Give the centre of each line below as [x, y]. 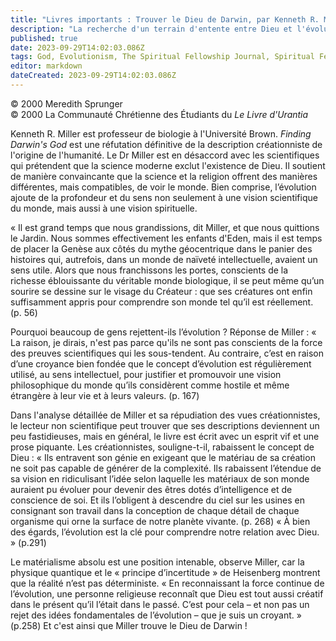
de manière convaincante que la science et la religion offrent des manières [164, 176]
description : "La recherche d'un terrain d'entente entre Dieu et [151, 29]
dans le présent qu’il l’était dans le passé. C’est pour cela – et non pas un [160, 604]
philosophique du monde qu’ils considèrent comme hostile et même [150, 385]
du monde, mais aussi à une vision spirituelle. [104, 208]
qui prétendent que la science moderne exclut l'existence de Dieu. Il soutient [168, 165]
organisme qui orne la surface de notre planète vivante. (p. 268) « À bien [160, 521]
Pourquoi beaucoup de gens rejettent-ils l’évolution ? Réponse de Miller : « [163, 332]
